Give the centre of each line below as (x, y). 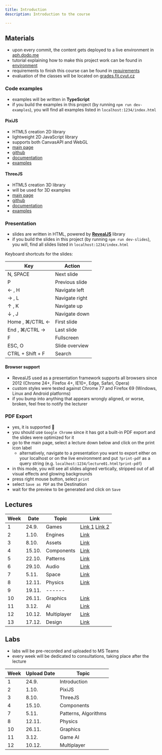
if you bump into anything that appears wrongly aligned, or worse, (78, 398)
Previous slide (71, 282)
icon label (22, 448)
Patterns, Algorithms (83, 713)
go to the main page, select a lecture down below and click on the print (83, 442)
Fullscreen (67, 338)
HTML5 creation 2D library (39, 131)
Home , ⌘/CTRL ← (29, 322)
